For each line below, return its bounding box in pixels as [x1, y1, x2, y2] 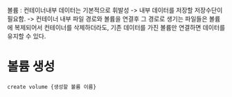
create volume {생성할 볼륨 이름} [7, 83, 97, 90]
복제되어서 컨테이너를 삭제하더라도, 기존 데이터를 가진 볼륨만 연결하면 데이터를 [14, 24, 226, 31]
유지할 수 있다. [7, 32, 46, 40]
